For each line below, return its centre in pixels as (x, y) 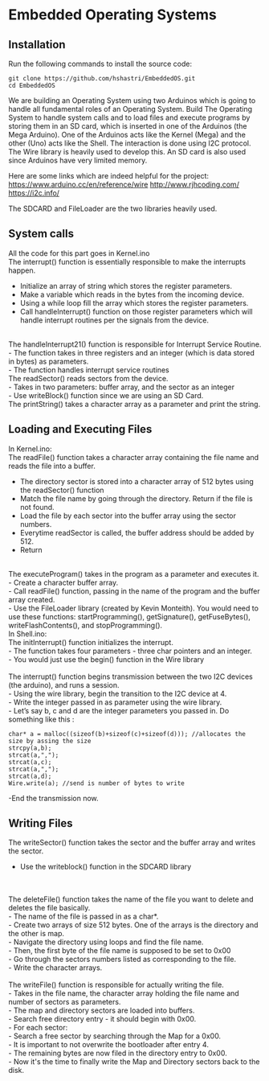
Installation (37, 45)
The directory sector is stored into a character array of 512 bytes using (137, 481)
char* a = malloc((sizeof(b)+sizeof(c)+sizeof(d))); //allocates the (127, 734)
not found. (37, 507)
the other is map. (37, 934)
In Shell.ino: (28, 634)
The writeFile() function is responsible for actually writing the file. (116, 985)
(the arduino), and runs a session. (64, 684)
